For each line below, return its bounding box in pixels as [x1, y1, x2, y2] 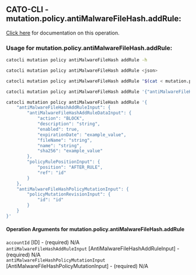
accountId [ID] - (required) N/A [6, 239, 80, 246]
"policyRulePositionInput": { [27, 159, 100, 165]
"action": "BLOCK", [37, 116, 85, 121]
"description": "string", [37, 121, 100, 127]
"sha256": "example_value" [37, 148, 103, 154]
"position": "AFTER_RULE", [37, 165, 103, 170]
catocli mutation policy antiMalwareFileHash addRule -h [6, 57, 148, 63]
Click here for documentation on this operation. [6, 29, 120, 36]
